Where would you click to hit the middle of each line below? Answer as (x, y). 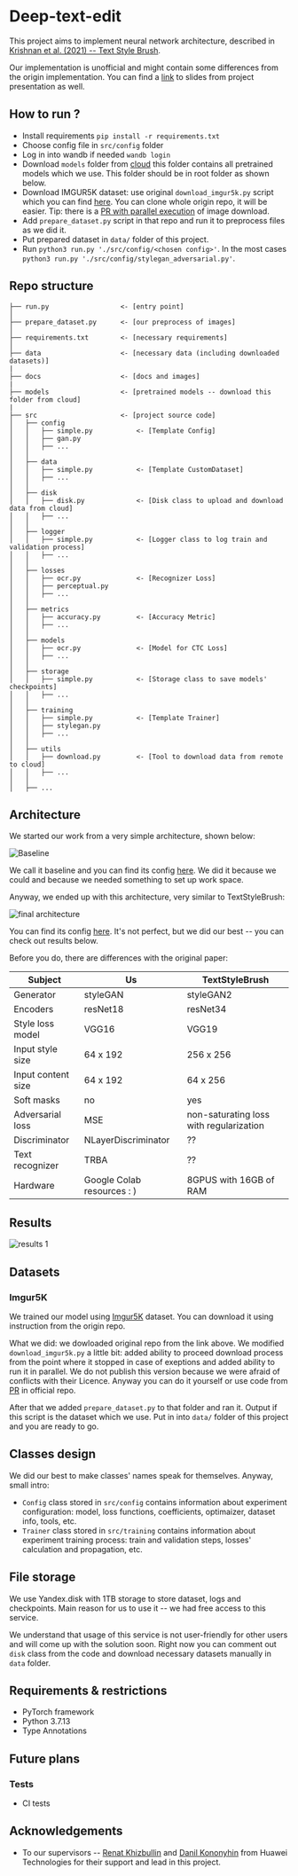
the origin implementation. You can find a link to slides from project (132, 76)
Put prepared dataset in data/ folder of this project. (115, 239)
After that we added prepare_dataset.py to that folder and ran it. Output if (143, 1407)
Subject (45, 980)
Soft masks (37, 1100)
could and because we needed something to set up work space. (126, 880)
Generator (35, 995)
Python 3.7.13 (46, 1722)
